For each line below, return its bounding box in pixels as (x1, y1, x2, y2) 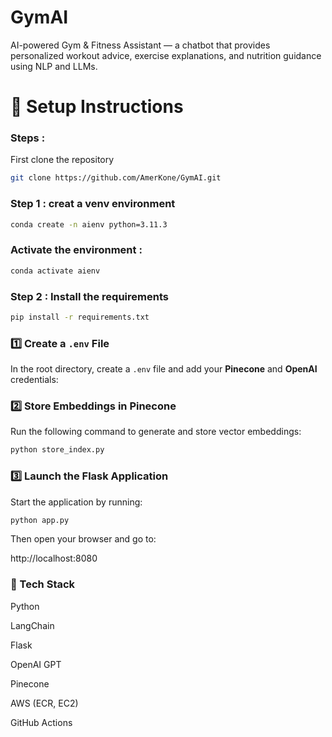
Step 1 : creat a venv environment (10, 197, 176, 211)
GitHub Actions (10, 716, 73, 728)
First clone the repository (10, 154, 115, 166)
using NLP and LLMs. (10, 60, 98, 72)
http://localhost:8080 (10, 552, 98, 565)
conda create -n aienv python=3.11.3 (10, 219, 168, 230)
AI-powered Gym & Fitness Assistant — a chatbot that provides (10, 39, 271, 51)
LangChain (10, 619, 55, 631)
